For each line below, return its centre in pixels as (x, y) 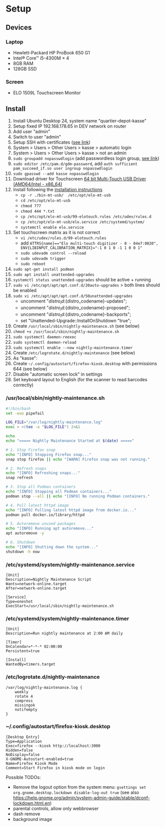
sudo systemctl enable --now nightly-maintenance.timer (73, 348)
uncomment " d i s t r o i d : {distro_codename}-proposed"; (75, 308)
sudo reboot (33, 264)
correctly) (23, 385)
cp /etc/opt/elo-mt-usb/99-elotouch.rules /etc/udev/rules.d (86, 217)
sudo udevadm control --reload (53, 253)
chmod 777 (31, 206)
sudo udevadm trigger (43, 258)
